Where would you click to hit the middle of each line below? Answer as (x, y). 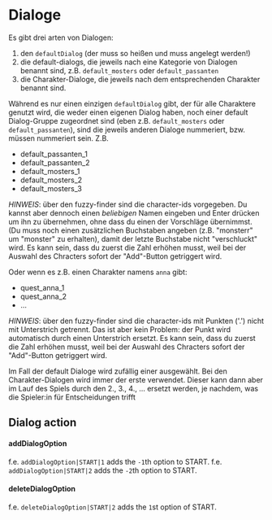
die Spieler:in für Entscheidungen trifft (72, 397)
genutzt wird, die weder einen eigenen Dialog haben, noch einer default (128, 112)
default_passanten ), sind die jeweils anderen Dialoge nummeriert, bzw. (127, 129)
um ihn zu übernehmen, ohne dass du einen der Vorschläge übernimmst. (131, 221)
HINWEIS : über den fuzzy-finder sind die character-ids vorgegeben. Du (128, 204)
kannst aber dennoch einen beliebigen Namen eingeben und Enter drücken (134, 212)
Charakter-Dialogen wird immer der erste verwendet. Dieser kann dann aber (136, 379)
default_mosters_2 (51, 180)
